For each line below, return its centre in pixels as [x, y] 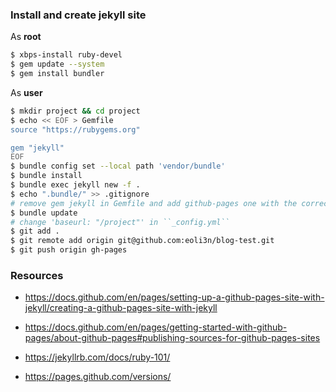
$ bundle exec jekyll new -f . [75, 185]
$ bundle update [44, 213]
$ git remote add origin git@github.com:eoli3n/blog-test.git [142, 241]
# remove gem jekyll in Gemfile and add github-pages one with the [154, 203]
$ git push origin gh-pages [69, 250]
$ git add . [35, 231]
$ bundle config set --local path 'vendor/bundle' [118, 166]
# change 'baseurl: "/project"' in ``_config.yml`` [120, 222]
